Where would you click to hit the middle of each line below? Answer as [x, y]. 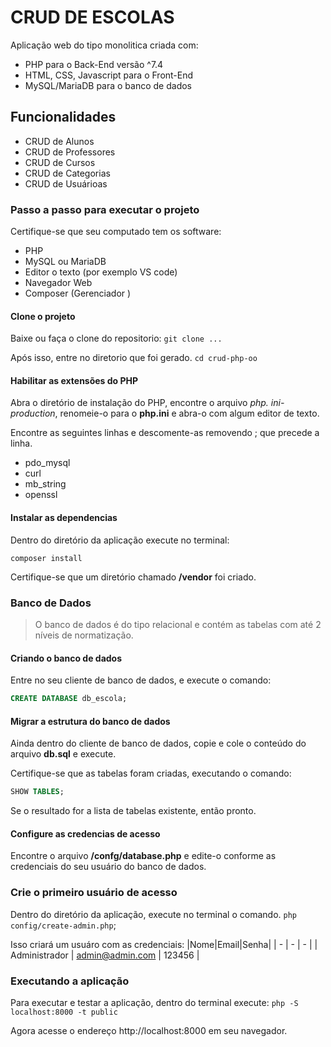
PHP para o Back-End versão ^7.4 [94, 64]
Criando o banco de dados [66, 658]
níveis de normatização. [84, 635]
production [33, 413]
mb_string [45, 484]
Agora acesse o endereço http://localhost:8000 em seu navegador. [149, 1030]
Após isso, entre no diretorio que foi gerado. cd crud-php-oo [134, 358]
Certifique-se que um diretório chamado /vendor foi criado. [133, 577]
